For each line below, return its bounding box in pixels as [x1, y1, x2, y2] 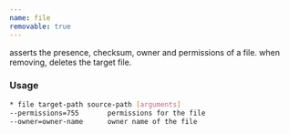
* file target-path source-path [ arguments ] [9, 99, 181, 109]
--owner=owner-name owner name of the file [9, 117, 198, 126]
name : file [9, 13, 51, 23]
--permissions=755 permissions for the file [9, 108, 206, 118]
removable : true [9, 22, 71, 31]
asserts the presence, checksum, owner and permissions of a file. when [9, 46, 281, 57]
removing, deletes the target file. [9, 57, 132, 67]
